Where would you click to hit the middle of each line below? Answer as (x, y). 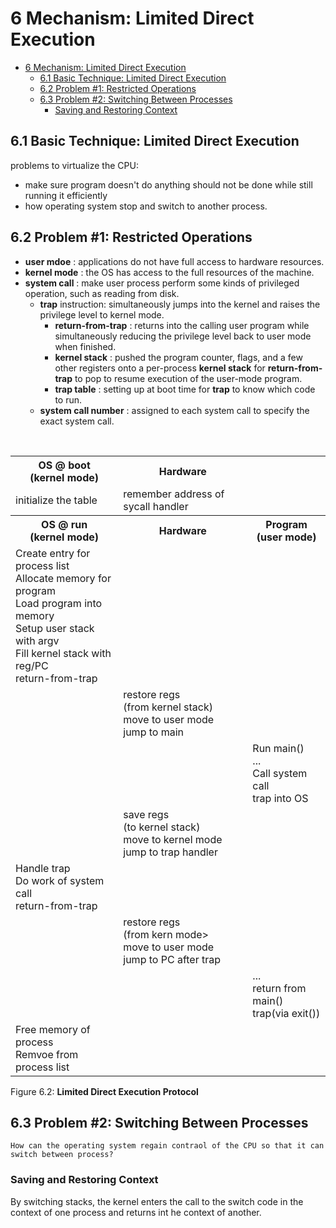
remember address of (174, 494)
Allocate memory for (63, 578)
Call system (280, 773)
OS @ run (64, 524)
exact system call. (77, 421)
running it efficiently (66, 195)
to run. (68, 399)
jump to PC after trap (172, 959)
